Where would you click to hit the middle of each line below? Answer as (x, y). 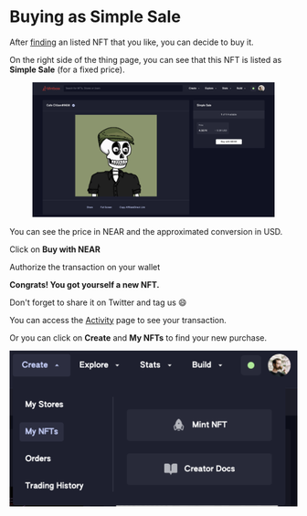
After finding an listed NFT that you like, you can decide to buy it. (132, 42)
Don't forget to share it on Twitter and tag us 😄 (98, 302)
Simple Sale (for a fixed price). (67, 69)
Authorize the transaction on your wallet (85, 267)
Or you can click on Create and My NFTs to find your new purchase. (138, 337)
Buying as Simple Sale (95, 17)
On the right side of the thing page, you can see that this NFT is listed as (146, 59)
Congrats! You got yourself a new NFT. (85, 284)
